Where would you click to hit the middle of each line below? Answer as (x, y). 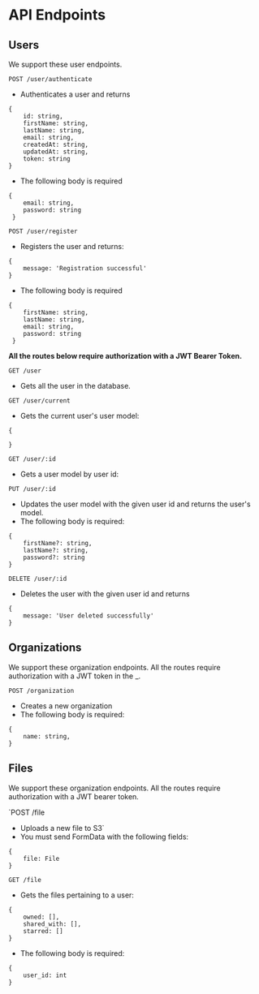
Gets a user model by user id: (69, 474)
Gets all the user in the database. (76, 386)
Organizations (45, 648)
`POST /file (27, 812)
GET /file (25, 880)
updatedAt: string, (56, 152)
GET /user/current (39, 401)
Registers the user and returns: (72, 246)
